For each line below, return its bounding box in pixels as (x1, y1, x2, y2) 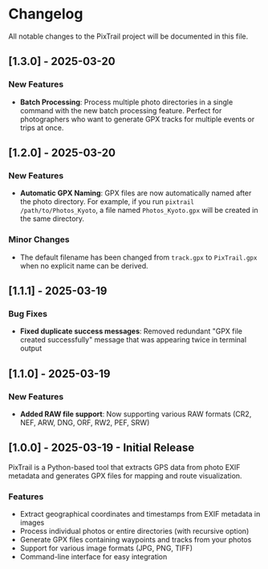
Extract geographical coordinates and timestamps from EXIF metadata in (19, 510, 261, 519)
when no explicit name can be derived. (19, 260, 148, 270)
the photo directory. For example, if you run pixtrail (19, 197, 195, 207)
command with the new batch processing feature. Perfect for (19, 105, 222, 115)
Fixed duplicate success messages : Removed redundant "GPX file (19, 326, 243, 336)
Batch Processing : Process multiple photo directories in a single (19, 97, 233, 107)
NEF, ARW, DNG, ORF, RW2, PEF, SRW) (19, 417, 150, 427)
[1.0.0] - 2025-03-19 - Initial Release (8, 441, 195, 455)
